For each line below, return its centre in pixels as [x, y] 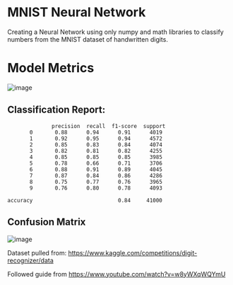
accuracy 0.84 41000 [85, 200]
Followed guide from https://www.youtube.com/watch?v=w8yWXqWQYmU [116, 274]
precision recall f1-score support [109, 126]
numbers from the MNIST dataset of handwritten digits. [88, 39]
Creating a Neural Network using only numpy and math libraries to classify [115, 32]
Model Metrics [51, 68]
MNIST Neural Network [77, 12]
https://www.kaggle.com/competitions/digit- [133, 252]
